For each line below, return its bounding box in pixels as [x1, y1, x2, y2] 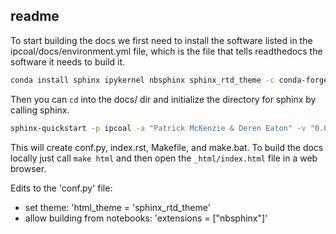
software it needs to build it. [10, 55, 126, 68]
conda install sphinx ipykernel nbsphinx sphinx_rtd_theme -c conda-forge [10, 75, 329, 85]
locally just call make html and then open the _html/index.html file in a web [10, 152, 318, 164]
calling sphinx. [10, 104, 70, 116]
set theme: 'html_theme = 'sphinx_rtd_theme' [24, 201, 211, 213]
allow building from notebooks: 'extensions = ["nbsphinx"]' [24, 212, 268, 224]
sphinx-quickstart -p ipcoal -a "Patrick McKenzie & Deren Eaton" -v [10, 123, 307, 133]
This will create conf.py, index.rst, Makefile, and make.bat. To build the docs [10, 141, 324, 153]
